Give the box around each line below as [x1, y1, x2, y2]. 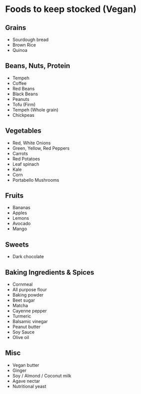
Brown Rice [12, 42, 36, 48]
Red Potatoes [12, 156, 40, 162]
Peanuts [12, 96, 30, 102]
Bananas [12, 205, 31, 211]
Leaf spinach [12, 161, 39, 167]
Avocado [12, 221, 31, 227]
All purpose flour [12, 287, 47, 293]
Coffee [12, 80, 27, 86]
